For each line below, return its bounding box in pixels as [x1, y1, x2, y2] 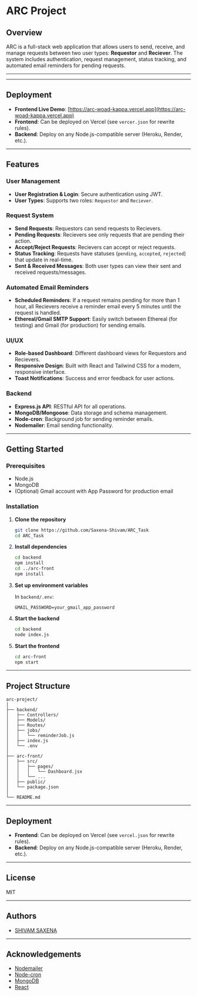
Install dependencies [14, 543, 67, 550]
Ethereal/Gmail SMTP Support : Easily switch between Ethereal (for [14, 316, 178, 323]
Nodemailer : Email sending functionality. [14, 421, 113, 429]
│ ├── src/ [6, 758, 38, 765]
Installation [6, 502, 39, 510]
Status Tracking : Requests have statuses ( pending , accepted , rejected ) [14, 250, 186, 257]
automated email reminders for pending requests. [6, 62, 126, 69]
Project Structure [6, 681, 70, 691]
